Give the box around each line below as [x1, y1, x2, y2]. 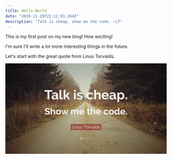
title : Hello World [5, 8, 47, 13]
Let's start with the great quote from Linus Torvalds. [5, 54, 115, 60]
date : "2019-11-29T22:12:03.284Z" [5, 13, 79, 19]
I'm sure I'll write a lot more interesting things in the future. [5, 43, 129, 49]
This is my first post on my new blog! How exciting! [5, 34, 113, 40]
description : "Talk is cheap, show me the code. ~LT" [5, 19, 123, 24]
